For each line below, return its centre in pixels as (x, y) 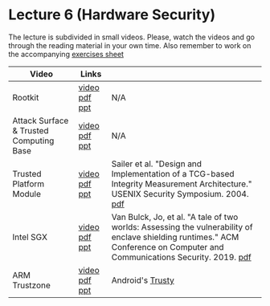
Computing (33, 141)
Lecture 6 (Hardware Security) (112, 15)
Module (27, 194)
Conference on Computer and (168, 247)
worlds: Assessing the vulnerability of (182, 226)
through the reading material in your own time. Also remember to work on (130, 45)
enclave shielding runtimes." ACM (175, 237)
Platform (29, 184)
